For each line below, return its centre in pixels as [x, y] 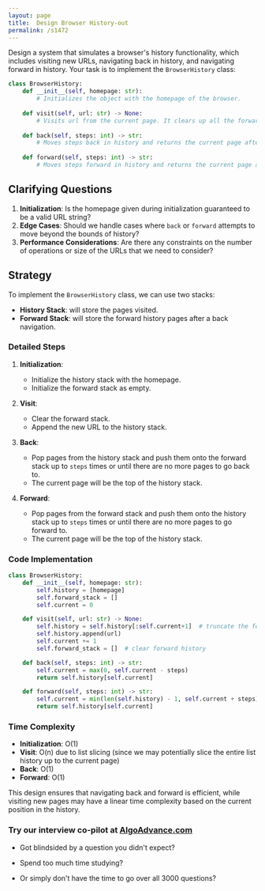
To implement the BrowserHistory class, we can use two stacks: [112, 294]
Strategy [30, 276]
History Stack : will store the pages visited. [89, 310]
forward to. [49, 530]
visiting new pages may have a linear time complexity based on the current [130, 801]
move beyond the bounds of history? [79, 233]
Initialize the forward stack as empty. [91, 387]
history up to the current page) [69, 761]
